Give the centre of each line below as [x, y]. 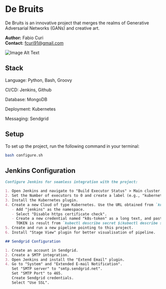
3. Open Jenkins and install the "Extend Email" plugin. [65, 260]
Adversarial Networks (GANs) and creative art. [52, 28]
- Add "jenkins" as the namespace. [48, 209]
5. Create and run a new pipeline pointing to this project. [69, 228]
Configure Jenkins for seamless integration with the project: [72, 182]
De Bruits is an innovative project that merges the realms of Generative [77, 23]
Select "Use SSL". [31, 283]
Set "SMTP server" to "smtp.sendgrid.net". [57, 269]
